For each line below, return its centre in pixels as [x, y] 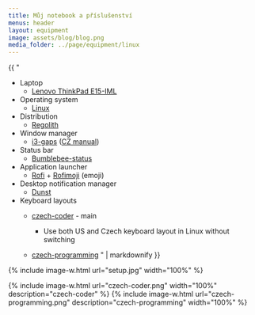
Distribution [38, 116]
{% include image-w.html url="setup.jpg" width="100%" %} [106, 271]
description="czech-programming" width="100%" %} [160, 302]
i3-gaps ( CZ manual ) [65, 142]
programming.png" [39, 302]
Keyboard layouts [48, 201]
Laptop [31, 83]
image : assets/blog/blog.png [56, 38]
